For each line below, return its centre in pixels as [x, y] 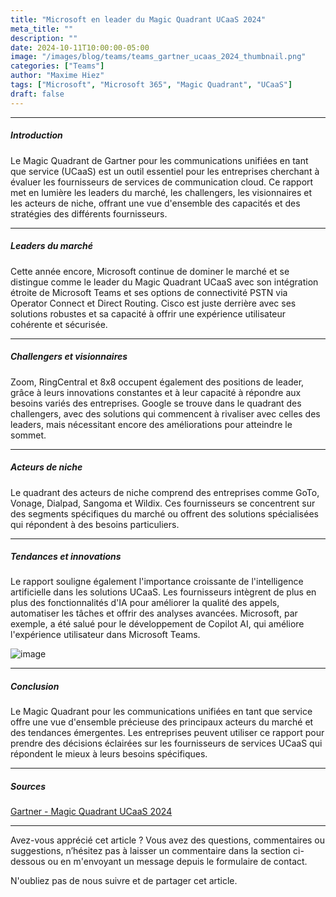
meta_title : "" [42, 29]
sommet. [28, 435]
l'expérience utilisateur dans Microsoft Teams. [105, 635]
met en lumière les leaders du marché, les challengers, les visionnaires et [161, 192]
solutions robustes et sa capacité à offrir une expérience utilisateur [148, 313]
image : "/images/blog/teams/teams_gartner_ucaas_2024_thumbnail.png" [158, 57]
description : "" [44, 38]
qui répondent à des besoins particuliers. [95, 524]
